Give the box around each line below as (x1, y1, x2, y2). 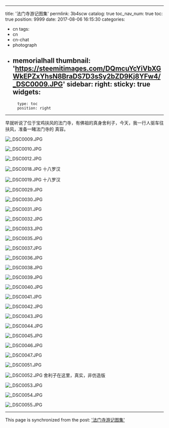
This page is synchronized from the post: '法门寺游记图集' (5, 416, 125, 422)
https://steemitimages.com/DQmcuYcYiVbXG (15, 64, 161, 73)
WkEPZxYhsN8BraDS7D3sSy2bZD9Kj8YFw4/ (12, 72, 161, 81)
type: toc (17, 101, 38, 106)
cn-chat (12, 37, 29, 43)
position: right (17, 105, 51, 111)
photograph (12, 42, 37, 48)
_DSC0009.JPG (12, 80, 63, 88)
